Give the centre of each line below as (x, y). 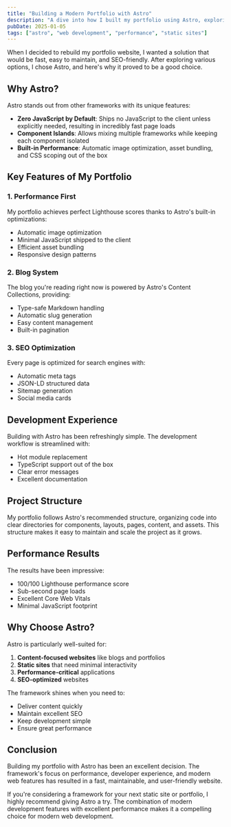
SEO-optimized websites (53, 679)
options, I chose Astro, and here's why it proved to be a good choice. (105, 67)
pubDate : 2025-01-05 (37, 26)
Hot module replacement (52, 457)
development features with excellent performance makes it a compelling (109, 809)
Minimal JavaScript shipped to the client (74, 239)
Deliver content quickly (50, 706)
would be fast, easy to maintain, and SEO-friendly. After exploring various (111, 60)
